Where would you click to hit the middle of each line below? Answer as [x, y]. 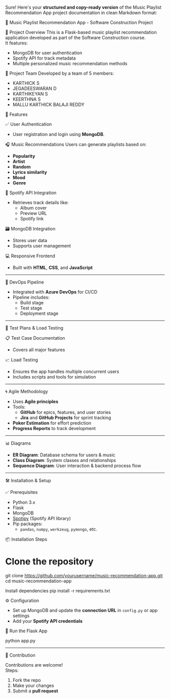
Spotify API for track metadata [44, 58]
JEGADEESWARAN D [34, 88]
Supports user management [42, 246]
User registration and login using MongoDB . [58, 134]
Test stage [31, 308]
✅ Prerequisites [22, 492]
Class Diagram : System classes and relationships [64, 460]
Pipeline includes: [31, 297]
